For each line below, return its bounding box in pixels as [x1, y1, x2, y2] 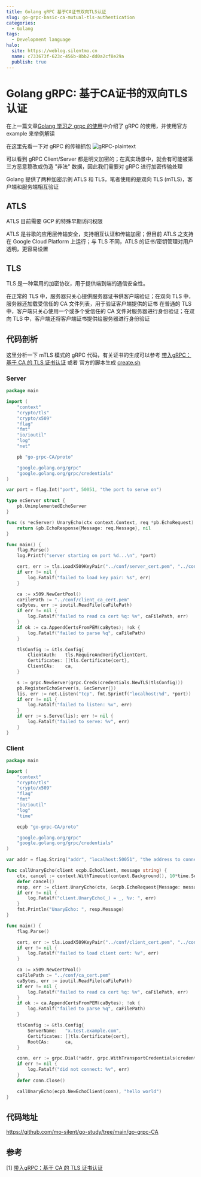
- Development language [11, 37, 71, 43]
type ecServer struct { [6, 498, 66, 504]
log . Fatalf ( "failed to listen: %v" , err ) [28, 702, 133, 708]
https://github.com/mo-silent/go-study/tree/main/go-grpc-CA [6, 1128, 159, 1136]
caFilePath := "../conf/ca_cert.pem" [17, 973, 111, 979]
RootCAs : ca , [28, 1038, 74, 1045]
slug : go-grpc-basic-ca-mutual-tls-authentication [6, 14, 135, 20]
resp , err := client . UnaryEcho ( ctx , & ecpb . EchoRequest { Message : [17, 884, 181, 890]
